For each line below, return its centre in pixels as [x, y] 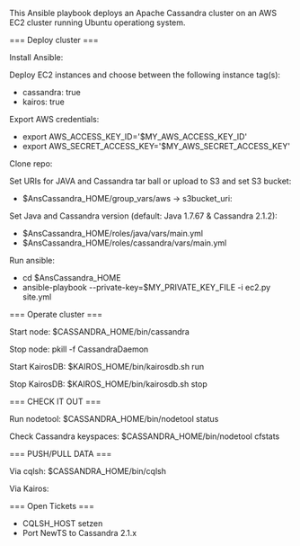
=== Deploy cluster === [54, 40]
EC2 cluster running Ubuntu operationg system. [97, 22]
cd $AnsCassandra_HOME [71, 277]
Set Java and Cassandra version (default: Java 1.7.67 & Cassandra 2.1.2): [144, 216]
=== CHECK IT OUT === [55, 401]
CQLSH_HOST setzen [62, 524]
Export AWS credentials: [54, 119]
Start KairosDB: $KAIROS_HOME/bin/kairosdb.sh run [107, 367]
